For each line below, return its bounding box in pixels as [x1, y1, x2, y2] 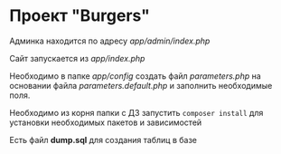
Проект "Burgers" [9, 5, 151, 26]
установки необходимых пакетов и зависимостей [9, 117, 202, 128]
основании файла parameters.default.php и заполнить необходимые [9, 80, 273, 91]
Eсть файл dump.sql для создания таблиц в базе [9, 134, 197, 145]
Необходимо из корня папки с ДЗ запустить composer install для [9, 107, 264, 118]
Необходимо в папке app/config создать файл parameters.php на [9, 70, 262, 82]
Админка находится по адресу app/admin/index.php [9, 35, 211, 46]
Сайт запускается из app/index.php [9, 53, 145, 63]
